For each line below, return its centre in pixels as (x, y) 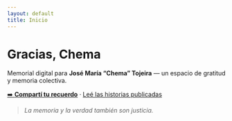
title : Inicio (28, 20)
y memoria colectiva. (37, 81)
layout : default (30, 13)
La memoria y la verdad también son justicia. (89, 111)
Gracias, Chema (54, 54)
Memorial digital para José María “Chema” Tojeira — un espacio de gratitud (117, 73)
